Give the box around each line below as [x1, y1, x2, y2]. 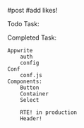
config [20, 59, 40, 66]
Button [20, 84, 40, 91]
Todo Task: [7, 20, 40, 28]
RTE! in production [20, 109, 78, 116]
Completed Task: [7, 33, 57, 42]
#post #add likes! [7, 6, 58, 14]
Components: [7, 78, 42, 85]
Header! [20, 115, 42, 122]
